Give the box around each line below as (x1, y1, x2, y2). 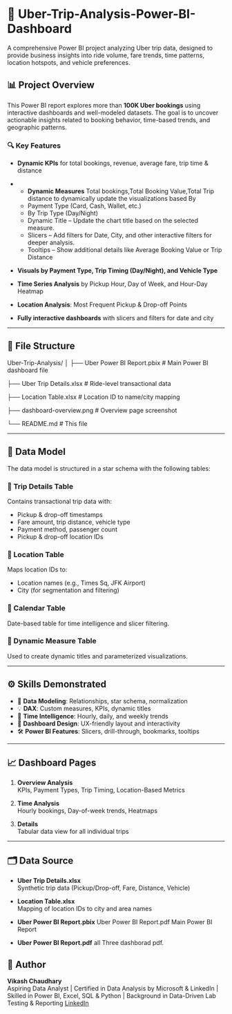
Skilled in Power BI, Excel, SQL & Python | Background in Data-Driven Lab (7, 992, 216, 1000)
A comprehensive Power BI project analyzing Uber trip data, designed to (7, 43, 213, 52)
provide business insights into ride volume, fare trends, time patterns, (7, 51, 205, 59)
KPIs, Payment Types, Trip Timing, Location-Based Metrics (17, 786, 185, 794)
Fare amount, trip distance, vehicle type (17, 518, 130, 526)
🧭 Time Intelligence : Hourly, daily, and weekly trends (17, 712, 169, 720)
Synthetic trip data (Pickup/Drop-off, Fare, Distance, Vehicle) (17, 884, 191, 893)
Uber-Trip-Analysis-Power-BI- (18, 6, 196, 22)
